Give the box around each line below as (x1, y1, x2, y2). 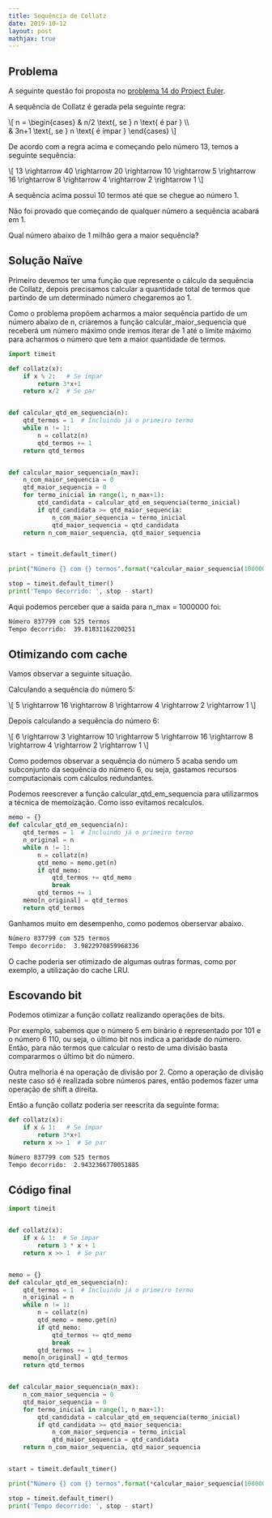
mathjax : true (8, 34, 57, 43)
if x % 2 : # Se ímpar (23, 372, 104, 380)
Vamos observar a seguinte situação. (8, 669, 133, 679)
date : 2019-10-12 (8, 19, 67, 28)
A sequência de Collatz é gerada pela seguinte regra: (8, 102, 186, 112)
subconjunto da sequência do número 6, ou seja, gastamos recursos (8, 765, 237, 774)
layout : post (8, 27, 53, 35)
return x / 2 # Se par (23, 387, 96, 396)
